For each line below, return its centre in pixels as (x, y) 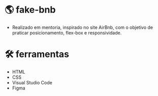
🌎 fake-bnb (30, 10)
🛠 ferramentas (37, 54)
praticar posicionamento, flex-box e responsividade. (67, 33)
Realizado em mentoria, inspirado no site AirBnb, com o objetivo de (83, 27)
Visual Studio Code (32, 82)
